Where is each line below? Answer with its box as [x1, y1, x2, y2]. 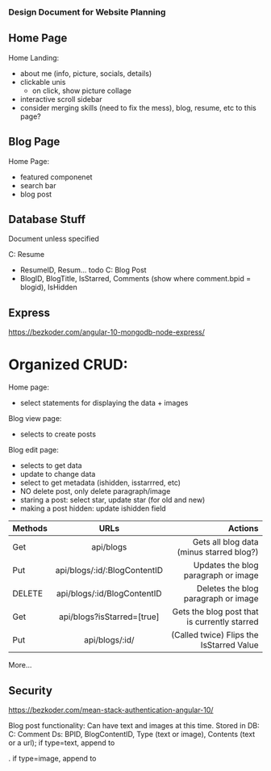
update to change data [19, 470, 96, 479]
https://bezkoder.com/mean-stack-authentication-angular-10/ [8, 705, 214, 714]
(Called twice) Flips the [170, 630, 259, 641]
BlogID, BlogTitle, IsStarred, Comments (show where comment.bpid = [19, 274, 252, 284]
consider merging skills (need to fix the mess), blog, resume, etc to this [19, 103, 256, 112]
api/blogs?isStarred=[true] [59, 611, 160, 622]
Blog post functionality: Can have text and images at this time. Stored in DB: [8, 720, 260, 730]
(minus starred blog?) [177, 546, 259, 558]
